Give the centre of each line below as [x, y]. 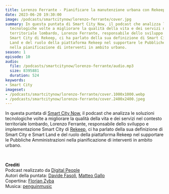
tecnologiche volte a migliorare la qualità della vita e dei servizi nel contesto [83, 118]
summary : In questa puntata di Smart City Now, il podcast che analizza [83, 24]
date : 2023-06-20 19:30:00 [33, 15]
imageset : [16, 89]
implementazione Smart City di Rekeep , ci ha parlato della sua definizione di [84, 130]
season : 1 [16, 52]
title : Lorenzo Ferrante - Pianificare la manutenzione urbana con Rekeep [85, 10]
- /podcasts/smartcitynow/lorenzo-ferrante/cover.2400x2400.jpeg [75, 99]
